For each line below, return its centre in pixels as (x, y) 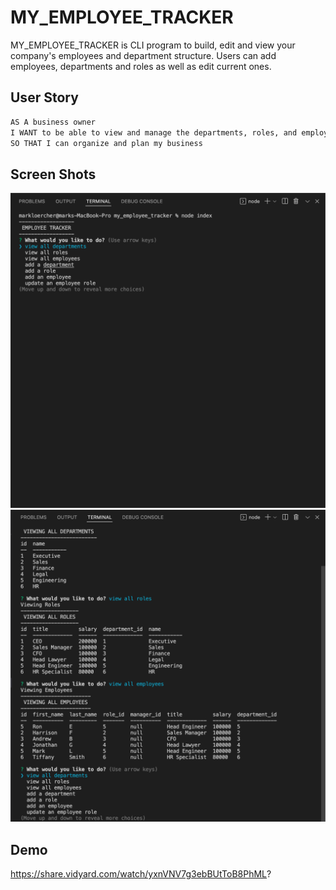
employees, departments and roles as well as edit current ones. (141, 66)
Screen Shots (53, 174)
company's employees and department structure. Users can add (143, 55)
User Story (44, 97)
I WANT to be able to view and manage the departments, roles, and (154, 132)
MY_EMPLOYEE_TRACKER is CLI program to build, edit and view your (153, 45)
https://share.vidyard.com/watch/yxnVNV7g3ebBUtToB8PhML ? (141, 874)
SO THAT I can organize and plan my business (106, 143)
